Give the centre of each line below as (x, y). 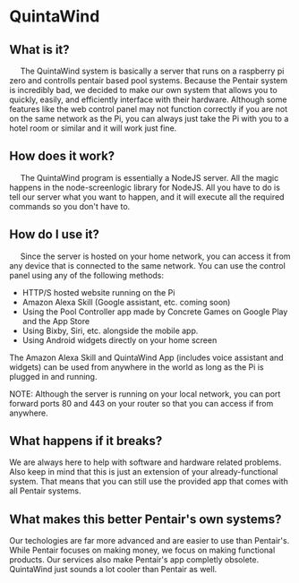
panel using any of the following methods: (86, 275)
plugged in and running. (53, 376)
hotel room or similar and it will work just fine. (93, 128)
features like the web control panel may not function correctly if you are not (149, 109)
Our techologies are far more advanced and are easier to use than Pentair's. (149, 541)
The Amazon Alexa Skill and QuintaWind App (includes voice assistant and (146, 357)
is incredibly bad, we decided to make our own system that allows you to (143, 90)
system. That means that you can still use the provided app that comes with (149, 482)
